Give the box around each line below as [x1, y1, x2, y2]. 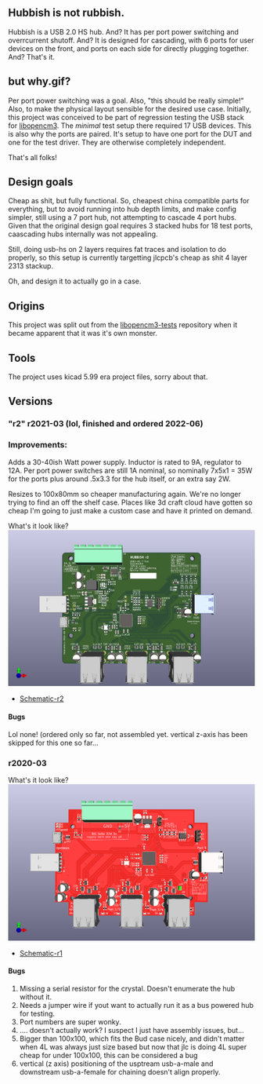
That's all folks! [8, 152, 57, 162]
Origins [8, 299, 45, 312]
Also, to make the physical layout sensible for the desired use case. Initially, [8, 104, 252, 113]
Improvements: [8, 440, 68, 451]
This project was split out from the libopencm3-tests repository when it [8, 320, 238, 330]
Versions [8, 395, 53, 408]
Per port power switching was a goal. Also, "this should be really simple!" [8, 96, 244, 105]
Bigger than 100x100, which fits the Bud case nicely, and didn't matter [19, 1034, 245, 1043]
